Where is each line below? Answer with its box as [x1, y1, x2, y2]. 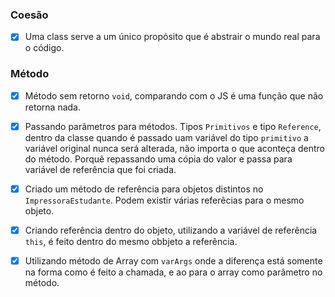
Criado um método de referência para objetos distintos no [24, 183, 264, 195]
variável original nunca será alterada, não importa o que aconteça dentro [24, 142, 325, 154]
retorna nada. [24, 101, 81, 113]
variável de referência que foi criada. [24, 163, 177, 175]
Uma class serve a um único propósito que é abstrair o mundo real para [24, 31, 321, 43]
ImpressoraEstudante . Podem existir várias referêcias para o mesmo [24, 194, 305, 206]
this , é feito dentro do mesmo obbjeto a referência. [24, 235, 238, 247]
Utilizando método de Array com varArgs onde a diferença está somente [24, 254, 323, 267]
